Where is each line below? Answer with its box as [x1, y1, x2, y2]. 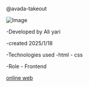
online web [6, 74, 33, 81]
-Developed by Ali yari [6, 28, 61, 35]
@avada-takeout [6, 5, 47, 12]
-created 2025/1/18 [6, 40, 53, 46]
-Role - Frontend [6, 63, 47, 70]
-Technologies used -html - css [6, 51, 83, 58]
